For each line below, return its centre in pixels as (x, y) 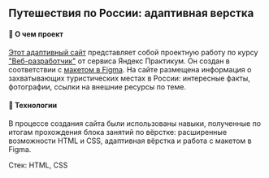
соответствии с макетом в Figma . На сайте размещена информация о (130, 69)
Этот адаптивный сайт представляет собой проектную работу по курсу (133, 52)
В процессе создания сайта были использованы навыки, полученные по (135, 123)
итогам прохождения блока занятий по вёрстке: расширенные (118, 132)
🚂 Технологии (33, 106)
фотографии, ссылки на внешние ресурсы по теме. (98, 87)
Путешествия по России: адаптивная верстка (131, 13)
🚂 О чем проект (36, 34)
